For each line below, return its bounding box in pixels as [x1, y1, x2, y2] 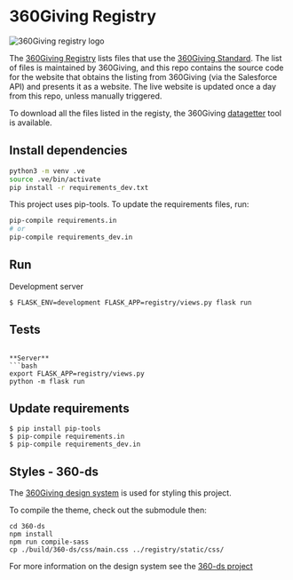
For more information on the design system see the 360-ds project [9, 561, 253, 572]
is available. [9, 117, 52, 128]
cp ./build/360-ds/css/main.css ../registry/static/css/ [9, 545, 225, 554]
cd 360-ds [9, 522, 46, 531]
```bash [9, 362, 38, 370]
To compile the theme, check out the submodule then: [9, 505, 207, 516]
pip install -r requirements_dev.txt [9, 183, 149, 192]
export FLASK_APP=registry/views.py [9, 369, 145, 378]
